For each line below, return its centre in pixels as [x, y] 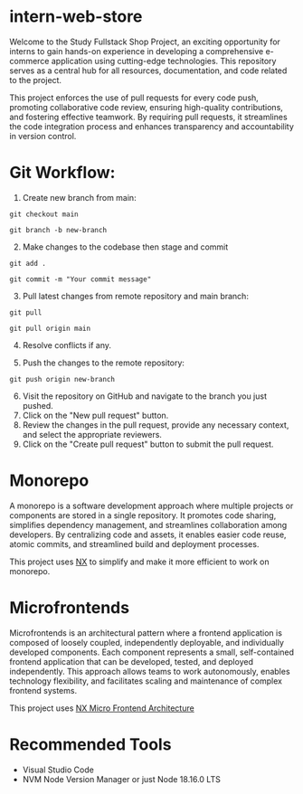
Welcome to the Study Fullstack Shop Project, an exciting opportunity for [145, 42]
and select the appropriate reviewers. [92, 434]
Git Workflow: [62, 173]
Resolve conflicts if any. [66, 345]
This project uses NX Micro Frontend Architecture [102, 708]
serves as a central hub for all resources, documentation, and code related [148, 71]
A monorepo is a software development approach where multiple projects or [151, 506]
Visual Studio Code [58, 770]
